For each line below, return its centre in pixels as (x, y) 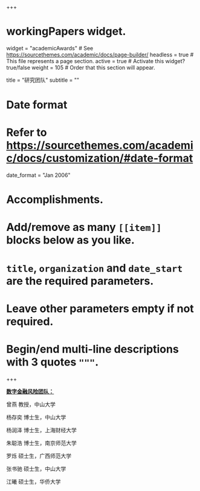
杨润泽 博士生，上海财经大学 (41, 430)
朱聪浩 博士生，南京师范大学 (41, 443)
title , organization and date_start (95, 268)
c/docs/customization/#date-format (100, 159)
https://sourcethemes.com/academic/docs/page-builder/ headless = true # (100, 55)
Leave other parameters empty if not (100, 308)
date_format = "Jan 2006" (38, 175)
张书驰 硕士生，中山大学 (36, 469)
